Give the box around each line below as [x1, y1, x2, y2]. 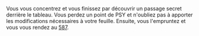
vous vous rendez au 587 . [6, 24, 70, 31]
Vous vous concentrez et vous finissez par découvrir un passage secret [6, 5, 182, 12]
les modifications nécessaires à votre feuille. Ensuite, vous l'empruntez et [6, 18, 186, 24]
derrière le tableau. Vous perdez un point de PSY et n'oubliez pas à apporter [6, 11, 193, 18]
